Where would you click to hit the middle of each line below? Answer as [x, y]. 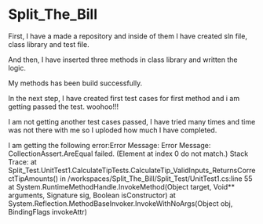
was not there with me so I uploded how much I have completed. [113, 130]
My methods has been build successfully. [75, 83]
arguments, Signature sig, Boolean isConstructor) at [92, 195]
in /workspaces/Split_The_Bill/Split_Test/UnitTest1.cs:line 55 [156, 179]
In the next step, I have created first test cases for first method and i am [124, 98]
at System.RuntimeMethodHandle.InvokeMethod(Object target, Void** [122, 186]
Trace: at [22, 161]
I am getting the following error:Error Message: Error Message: [110, 145]
